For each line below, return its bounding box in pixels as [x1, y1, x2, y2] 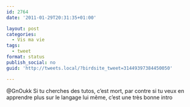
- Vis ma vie [12, 37, 45, 43]
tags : [6, 43, 20, 49]
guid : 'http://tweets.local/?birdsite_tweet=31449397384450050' [6, 65, 173, 71]
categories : [6, 31, 37, 37]
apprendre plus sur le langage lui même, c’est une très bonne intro [6, 94, 173, 101]
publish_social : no [6, 59, 56, 66]
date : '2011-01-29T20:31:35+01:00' [6, 15, 97, 21]
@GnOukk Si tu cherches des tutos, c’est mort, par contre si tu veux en [6, 87, 185, 94]
